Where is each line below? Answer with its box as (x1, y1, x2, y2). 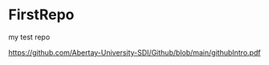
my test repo (8, 32, 51, 42)
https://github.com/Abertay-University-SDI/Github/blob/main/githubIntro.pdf (8, 47, 261, 57)
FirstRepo (8, 6, 75, 24)
